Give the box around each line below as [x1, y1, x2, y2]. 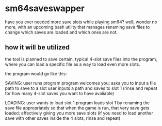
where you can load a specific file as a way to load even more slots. [5, 61, 141, 67]
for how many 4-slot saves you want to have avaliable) [5, 90, 114, 96]
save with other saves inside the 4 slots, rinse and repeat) [5, 115, 120, 121]
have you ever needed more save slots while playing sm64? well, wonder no [5, 19, 158, 25]
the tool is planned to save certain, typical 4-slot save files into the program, [5, 56, 158, 62]
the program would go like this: [5, 71, 67, 77]
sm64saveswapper [5, 3, 85, 14]
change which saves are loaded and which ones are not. [5, 29, 118, 35]
